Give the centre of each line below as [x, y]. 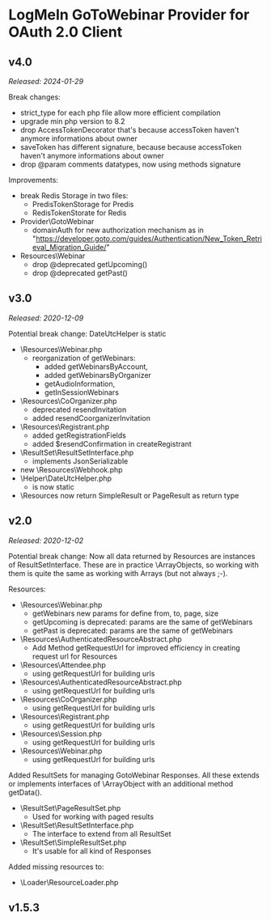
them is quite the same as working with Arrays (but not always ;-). [118, 573]
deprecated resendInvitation [79, 409]
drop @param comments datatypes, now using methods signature [130, 164]
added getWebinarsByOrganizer [98, 375]
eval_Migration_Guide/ [69, 247]
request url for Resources [74, 656]
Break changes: [34, 97]
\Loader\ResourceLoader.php [69, 882]
